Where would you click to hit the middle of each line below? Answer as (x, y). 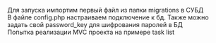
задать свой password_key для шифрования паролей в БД (95, 25)
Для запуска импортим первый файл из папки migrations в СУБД (106, 10)
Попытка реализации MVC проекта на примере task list (91, 32)
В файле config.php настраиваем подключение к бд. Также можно (108, 17)
